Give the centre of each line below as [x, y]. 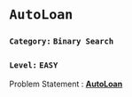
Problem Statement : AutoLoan [66, 84]
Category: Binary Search [62, 41]
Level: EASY [34, 65]
